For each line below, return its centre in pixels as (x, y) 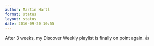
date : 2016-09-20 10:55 (30, 24)
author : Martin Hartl (28, 10)
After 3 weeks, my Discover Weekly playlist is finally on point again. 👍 (77, 38)
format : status (21, 14)
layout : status (21, 19)
